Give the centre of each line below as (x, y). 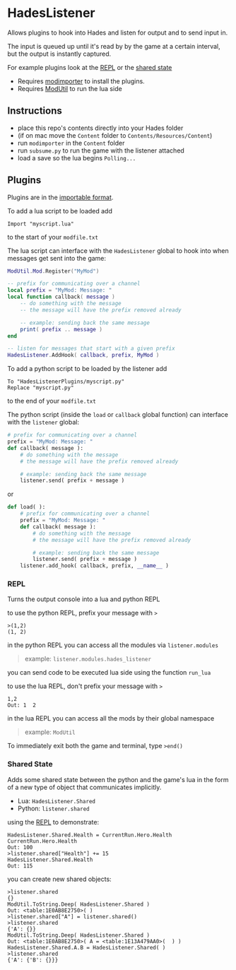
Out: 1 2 (22, 705)
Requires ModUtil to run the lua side (70, 88)
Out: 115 (20, 866)
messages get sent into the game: (57, 258)
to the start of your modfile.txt (53, 237)
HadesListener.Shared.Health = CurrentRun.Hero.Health (90, 835)
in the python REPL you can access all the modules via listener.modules (113, 645)
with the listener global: (43, 422)
